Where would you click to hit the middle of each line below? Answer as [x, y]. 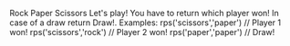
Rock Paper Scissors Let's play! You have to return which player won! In [145, 13]
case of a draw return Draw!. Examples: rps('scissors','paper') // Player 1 [145, 23]
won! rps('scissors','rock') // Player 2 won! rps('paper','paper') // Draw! [142, 32]
